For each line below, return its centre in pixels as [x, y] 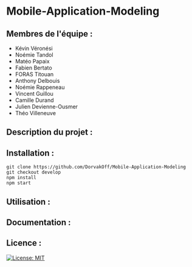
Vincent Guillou [34, 94]
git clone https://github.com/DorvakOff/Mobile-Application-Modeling [96, 167]
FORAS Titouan [34, 74]
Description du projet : [50, 132]
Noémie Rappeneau [40, 87]
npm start [19, 183]
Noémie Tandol [34, 55]
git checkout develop [34, 173]
